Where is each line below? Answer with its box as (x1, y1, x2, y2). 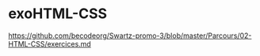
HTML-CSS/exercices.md (8, 39, 91, 48)
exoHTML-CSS (8, 5, 108, 23)
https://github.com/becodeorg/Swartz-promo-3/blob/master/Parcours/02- (8, 31, 252, 40)
